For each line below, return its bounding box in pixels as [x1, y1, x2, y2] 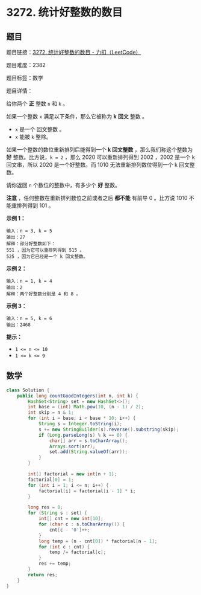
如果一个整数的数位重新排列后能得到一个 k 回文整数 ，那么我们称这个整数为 [6, 146, 193, 153]
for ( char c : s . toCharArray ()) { [38, 521, 125, 527]
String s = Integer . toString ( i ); [38, 421, 122, 427]
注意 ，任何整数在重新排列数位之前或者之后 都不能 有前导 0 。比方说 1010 [6, 195, 188, 201]
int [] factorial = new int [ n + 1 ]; [28, 471, 117, 477]
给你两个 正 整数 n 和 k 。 [6, 100, 68, 107]
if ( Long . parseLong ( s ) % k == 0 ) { [38, 432, 128, 438]
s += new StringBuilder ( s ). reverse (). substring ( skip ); [38, 426, 179, 433]
